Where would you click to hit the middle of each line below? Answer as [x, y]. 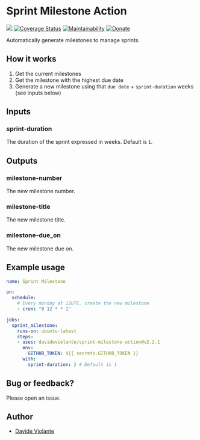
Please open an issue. [34, 398]
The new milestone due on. [40, 249]
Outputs [22, 161]
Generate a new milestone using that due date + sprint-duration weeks [104, 86]
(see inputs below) [38, 93]
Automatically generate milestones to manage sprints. [73, 40]
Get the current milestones [48, 73]
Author [20, 417]
